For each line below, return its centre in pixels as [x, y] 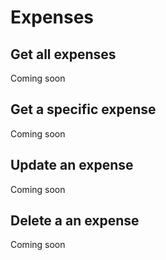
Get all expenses [63, 54]
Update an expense [72, 165]
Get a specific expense [83, 109]
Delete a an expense [75, 221]
